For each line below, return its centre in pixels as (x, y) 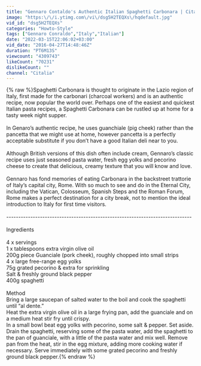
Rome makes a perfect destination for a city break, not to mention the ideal (98, 198)
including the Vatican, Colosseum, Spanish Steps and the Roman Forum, (95, 191)
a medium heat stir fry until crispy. (48, 319)
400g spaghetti (25, 280)
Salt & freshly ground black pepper (49, 274)
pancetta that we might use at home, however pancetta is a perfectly (91, 135)
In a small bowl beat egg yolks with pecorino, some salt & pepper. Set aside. (100, 325)
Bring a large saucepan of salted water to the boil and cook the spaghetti (96, 300)
